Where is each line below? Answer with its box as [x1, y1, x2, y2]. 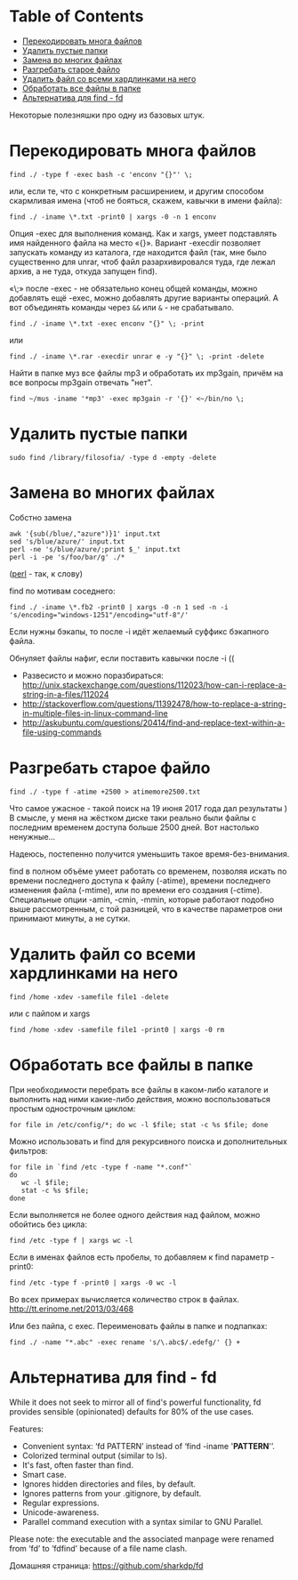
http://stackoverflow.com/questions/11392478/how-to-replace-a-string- [21, 698, 287, 709]
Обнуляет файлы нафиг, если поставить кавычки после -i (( [9, 652, 235, 664]
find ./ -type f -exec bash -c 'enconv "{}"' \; [9, 170, 193, 179]
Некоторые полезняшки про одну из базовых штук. [9, 109, 205, 120]
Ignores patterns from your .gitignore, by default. [21, 1487, 202, 1498]
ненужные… [9, 831, 56, 842]
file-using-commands [21, 727, 102, 738]
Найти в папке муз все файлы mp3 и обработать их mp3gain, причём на [9, 367, 284, 378]
